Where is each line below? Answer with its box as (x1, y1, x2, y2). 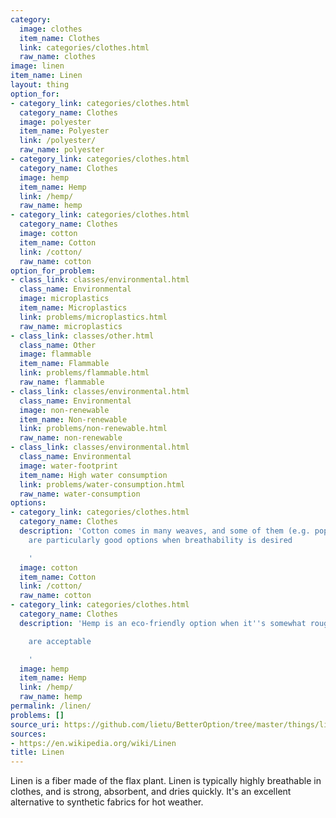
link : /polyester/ (19, 136, 97, 146)
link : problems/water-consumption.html (19, 479, 186, 490)
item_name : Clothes (19, 33, 101, 43)
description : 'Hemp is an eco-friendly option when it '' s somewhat (19, 618, 307, 628)
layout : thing (10, 80, 70, 90)
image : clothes (19, 24, 83, 34)
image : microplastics (19, 294, 110, 304)
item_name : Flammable (19, 359, 110, 369)
